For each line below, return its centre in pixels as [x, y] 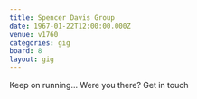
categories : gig [40, 43]
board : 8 [26, 51]
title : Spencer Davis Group [62, 18]
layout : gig [32, 59]
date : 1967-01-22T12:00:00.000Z [70, 26]
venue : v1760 [34, 34]
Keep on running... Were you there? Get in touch [99, 85]
